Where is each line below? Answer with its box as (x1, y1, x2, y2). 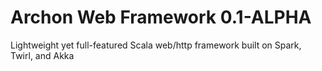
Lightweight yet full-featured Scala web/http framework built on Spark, (10, 39, 302, 51)
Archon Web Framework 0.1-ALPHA (10, 6, 312, 29)
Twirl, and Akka (10, 49, 75, 61)
